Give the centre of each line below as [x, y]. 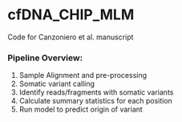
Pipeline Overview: [45, 58]
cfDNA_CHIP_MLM [71, 15]
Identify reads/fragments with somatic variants [96, 92]
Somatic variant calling [57, 84]
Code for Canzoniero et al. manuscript [71, 37]
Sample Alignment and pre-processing [83, 75]
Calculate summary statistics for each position [96, 101]
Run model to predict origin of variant [81, 109]
